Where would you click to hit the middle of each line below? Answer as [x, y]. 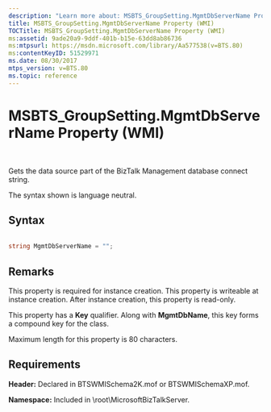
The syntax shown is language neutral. [73, 195]
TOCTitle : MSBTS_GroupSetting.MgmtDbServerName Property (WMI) [117, 31]
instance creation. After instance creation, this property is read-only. [122, 299]
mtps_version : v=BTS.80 [48, 69]
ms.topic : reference [43, 76]
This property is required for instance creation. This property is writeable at [133, 290]
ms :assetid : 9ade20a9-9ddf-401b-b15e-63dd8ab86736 [95, 38]
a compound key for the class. [58, 323]
